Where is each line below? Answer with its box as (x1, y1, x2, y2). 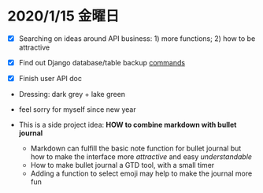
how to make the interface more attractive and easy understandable (30, 152, 253, 161)
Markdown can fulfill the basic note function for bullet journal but (30, 143, 242, 154)
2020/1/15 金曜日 (7, 7, 120, 25)
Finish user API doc (18, 74, 83, 84)
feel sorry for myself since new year (18, 105, 136, 114)
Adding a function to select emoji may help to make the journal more (30, 169, 253, 178)
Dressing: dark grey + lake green (18, 90, 126, 99)
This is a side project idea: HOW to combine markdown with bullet (18, 120, 237, 130)
